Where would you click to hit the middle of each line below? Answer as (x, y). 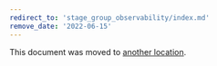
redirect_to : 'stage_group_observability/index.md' (109, 18)
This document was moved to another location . (98, 52)
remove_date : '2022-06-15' (61, 26)
